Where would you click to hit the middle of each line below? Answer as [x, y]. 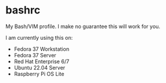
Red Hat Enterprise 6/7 [42, 61]
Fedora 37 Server [35, 55]
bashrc [23, 10]
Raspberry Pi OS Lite [39, 74]
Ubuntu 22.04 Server [40, 67]
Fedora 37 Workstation [42, 49]
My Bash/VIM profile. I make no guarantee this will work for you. [83, 26]
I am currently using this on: [39, 37]
